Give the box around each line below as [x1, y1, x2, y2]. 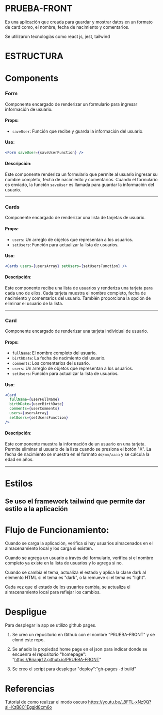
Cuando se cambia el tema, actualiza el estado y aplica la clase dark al [5, 569, 147, 576]
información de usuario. [5, 106, 53, 112]
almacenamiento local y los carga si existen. [5, 545, 93, 551]
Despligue [5, 606, 47, 617]
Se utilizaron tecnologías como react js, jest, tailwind [5, 34, 110, 39]
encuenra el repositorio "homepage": [12, 651, 86, 657]
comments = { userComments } [9, 406, 60, 411]
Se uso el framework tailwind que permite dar [5, 497, 146, 506]
